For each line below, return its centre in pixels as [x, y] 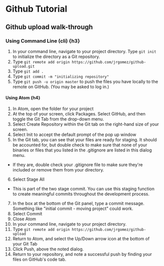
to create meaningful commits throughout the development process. [81, 194]
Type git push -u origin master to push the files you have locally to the [85, 81]
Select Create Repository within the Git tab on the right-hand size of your [86, 124]
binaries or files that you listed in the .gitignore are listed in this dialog [82, 150]
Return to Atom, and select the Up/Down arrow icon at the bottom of [81, 239]
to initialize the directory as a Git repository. [56, 57]
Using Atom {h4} [23, 98]
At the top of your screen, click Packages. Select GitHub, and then [79, 114]
